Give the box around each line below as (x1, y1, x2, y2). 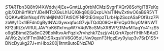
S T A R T (5, 4, 19, 10)
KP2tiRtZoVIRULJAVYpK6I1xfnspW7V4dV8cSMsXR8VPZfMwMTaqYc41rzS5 (5, 25, 159, 31)
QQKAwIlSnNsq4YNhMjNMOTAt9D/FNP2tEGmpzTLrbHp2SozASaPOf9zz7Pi (5, 15, 160, 20)
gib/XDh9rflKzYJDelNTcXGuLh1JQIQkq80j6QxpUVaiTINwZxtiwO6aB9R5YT (5, 9, 158, 15)
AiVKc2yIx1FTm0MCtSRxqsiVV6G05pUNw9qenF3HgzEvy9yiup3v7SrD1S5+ (5, 35, 159, 41)
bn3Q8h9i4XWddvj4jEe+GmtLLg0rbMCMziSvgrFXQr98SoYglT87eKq (19, 4, 159, 10)
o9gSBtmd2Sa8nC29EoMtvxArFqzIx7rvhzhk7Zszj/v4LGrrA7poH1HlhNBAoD (5, 30, 159, 35)
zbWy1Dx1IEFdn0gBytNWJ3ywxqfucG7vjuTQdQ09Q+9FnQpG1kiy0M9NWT (5, 19, 158, 25)
